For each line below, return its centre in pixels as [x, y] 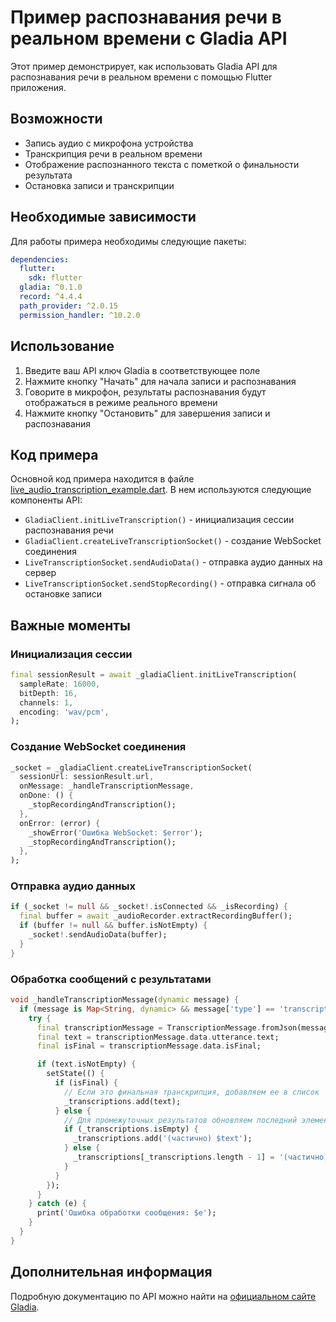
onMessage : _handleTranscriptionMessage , [107, 786]
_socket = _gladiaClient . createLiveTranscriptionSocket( [131, 767]
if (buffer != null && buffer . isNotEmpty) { [113, 926]
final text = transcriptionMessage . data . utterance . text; [158, 1037]
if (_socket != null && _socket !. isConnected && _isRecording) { [149, 907]
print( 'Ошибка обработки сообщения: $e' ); [126, 1213]
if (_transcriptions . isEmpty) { [131, 1129]
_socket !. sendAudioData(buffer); [98, 935]
